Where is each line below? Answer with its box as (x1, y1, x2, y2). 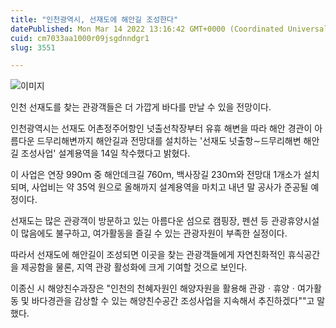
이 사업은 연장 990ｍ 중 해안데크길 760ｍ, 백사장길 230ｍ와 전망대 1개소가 (10, 169, 302, 181)
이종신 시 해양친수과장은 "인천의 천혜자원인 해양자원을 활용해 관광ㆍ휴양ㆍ (10, 282, 298, 295)
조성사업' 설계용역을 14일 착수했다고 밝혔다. (20, 147, 191, 160)
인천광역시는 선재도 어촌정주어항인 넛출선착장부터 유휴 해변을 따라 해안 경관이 (10, 122, 313, 135)
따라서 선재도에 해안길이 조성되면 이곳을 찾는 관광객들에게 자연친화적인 (10, 249, 286, 261)
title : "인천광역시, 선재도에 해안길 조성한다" (10, 14, 179, 25)
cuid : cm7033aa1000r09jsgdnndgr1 (10, 33, 150, 43)
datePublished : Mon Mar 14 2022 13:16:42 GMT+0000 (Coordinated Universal (10, 24, 329, 34)
